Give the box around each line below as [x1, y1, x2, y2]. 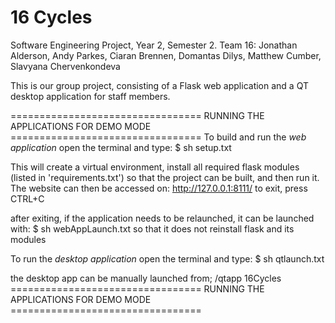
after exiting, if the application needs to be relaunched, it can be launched [10, 212, 315, 224]
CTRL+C [10, 192, 45, 205]
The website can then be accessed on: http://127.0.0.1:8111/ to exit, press [10, 182, 308, 194]
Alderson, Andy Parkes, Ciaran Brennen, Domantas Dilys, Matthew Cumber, [10, 49, 322, 61]
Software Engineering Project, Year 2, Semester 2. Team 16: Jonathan [10, 39, 298, 51]
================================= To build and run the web [10, 131, 307, 143]
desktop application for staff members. [10, 90, 171, 102]
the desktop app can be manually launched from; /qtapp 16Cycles [10, 272, 282, 284]
